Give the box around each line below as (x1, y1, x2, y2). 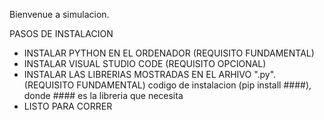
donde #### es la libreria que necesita (23, 90, 184, 101)
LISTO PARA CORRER (23, 100, 113, 112)
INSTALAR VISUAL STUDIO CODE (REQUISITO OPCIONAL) (23, 58, 267, 69)
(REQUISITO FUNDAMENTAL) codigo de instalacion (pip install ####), (23, 79, 312, 91)
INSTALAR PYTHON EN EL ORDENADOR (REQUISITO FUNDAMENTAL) (23, 47, 315, 59)
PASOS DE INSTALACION (9, 28, 114, 39)
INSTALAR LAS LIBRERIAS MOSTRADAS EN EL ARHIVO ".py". (23, 69, 277, 80)
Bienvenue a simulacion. (9, 9, 110, 20)
